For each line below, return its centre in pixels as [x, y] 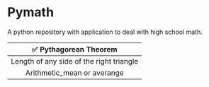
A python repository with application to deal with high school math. [105, 32]
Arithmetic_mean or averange [74, 73]
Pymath [31, 12]
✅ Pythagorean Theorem [75, 49]
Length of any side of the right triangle [75, 61]
